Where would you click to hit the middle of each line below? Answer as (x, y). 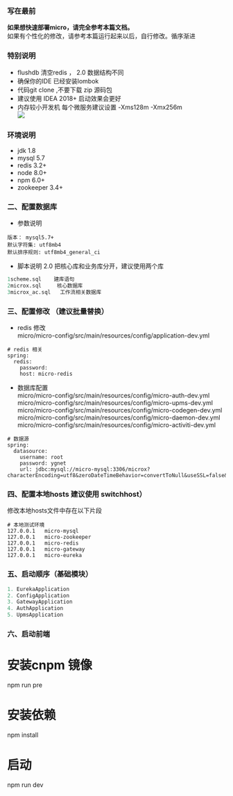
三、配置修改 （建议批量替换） (58, 311)
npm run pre (25, 685)
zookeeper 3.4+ (40, 187)
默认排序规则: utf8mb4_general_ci (54, 252)
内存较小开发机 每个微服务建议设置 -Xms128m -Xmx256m (100, 107)
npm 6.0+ (31, 180)
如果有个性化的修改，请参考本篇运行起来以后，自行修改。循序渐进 (101, 36)
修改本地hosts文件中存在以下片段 (54, 511)
